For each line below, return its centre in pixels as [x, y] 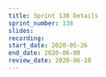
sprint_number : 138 [41, 23]
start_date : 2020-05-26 [48, 46]
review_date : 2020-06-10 [50, 61]
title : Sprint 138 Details [53, 16]
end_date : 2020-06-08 [45, 53]
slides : [21, 30]
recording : [26, 38]
